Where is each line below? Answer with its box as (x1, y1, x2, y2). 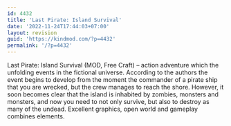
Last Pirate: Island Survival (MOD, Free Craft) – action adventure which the (7, 61, 219, 69)
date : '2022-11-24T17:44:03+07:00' (7, 23, 110, 30)
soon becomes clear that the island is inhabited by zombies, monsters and (7, 90, 219, 98)
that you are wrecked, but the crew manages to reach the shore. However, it (7, 83, 224, 91)
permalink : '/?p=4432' (7, 42, 73, 49)
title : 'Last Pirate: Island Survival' (7, 17, 122, 23)
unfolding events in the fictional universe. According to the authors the (7, 68, 208, 76)
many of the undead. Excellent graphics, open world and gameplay (7, 105, 198, 113)
